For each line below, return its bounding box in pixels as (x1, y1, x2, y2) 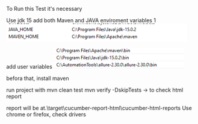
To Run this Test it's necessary (6, 5, 82, 12)
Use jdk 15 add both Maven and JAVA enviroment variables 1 (6, 17, 156, 23)
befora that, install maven (6, 75, 69, 82)
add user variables (6, 63, 52, 70)
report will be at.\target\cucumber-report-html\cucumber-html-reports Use (6, 105, 193, 111)
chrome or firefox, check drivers (6, 111, 86, 118)
